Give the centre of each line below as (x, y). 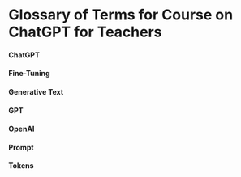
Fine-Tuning (29, 74)
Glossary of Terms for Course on (121, 15)
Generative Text (36, 91)
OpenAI (22, 129)
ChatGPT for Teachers (85, 32)
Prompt (21, 147)
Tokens (21, 166)
